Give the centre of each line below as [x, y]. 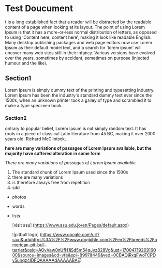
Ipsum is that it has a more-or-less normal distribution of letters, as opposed [81, 32]
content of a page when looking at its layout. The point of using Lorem [75, 27]
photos [19, 197]
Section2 [16, 118]
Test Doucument [39, 8]
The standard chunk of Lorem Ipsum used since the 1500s [70, 172]
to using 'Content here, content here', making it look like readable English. [78, 37]
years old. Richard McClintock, [36, 139]
